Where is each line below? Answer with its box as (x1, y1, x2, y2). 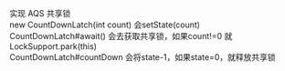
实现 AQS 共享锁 (9, 8, 71, 18)
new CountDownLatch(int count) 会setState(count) (9, 19, 201, 30)
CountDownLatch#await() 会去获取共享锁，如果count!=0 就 (9, 31, 233, 41)
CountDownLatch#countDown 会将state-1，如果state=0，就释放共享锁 (9, 52, 276, 62)
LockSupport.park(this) (9, 41, 98, 52)
